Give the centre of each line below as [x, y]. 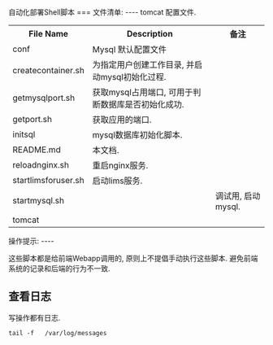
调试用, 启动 [238, 196]
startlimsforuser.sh [48, 180]
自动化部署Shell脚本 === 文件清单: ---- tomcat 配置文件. [102, 12]
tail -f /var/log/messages [58, 333]
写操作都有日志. [35, 317]
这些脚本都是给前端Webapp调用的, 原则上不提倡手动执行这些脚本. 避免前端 [133, 258]
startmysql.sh [39, 201]
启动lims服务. [117, 181]
